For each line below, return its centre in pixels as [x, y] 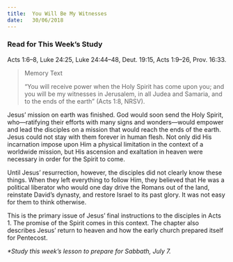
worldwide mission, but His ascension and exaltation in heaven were [105, 152]
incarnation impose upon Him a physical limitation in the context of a [105, 144]
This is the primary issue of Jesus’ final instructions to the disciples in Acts [114, 215]
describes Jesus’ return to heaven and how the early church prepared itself [115, 230]
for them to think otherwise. [47, 202]
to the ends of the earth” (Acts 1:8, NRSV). [85, 101]
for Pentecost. [27, 238]
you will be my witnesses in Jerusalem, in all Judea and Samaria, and [123, 94]
